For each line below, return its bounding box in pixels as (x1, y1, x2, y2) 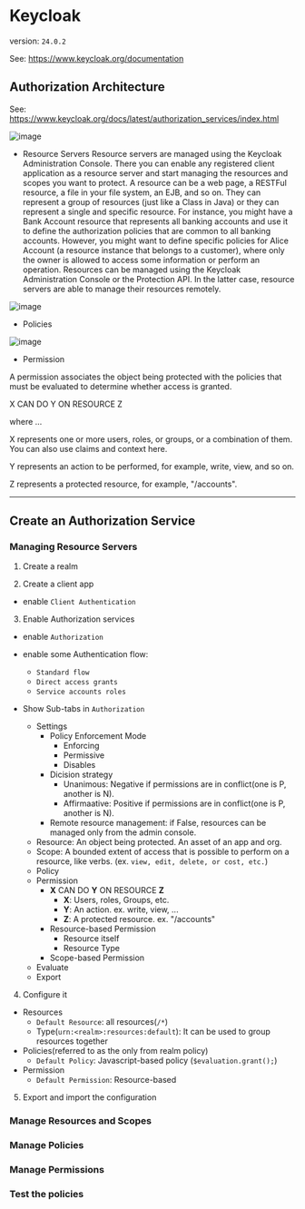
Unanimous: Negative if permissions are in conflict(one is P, (63, 779, 287, 790)
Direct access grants (35, 678, 118, 687)
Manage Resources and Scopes (9, 1115, 152, 1127)
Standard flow (35, 668, 90, 677)
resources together (35, 1036, 109, 1047)
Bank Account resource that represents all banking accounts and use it (22, 215, 289, 227)
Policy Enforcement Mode (49, 731, 147, 742)
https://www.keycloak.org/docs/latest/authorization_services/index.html (9, 113, 280, 123)
